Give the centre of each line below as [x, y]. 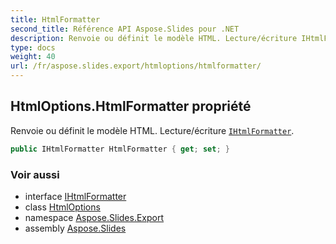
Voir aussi [35, 174]
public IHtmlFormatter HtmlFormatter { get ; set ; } [120, 149]
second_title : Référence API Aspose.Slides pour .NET [125, 29]
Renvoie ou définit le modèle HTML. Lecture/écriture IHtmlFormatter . [152, 130]
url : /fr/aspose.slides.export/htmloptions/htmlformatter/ [136, 66]
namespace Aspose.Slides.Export [94, 217]
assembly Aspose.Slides [75, 228]
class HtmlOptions [62, 207]
